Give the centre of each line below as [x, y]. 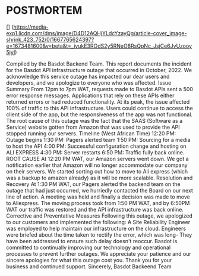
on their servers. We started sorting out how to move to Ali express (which [97, 171]
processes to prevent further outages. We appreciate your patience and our [99, 253]
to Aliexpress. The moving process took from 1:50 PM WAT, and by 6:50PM [98, 203]
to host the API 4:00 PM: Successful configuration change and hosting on [96, 146]
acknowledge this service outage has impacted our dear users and [88, 76]
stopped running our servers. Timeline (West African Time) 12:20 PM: [91, 133]
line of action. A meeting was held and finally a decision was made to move [98, 197]
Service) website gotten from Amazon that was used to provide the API [93, 127]
